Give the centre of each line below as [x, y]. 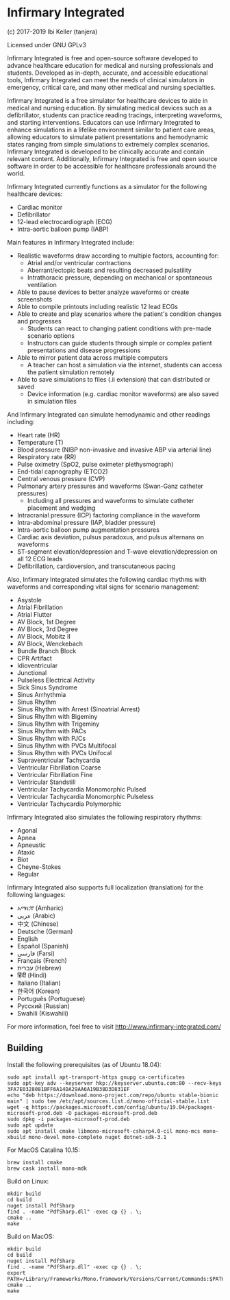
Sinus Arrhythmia [41, 694]
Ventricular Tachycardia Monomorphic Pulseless [85, 796]
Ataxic [26, 852]
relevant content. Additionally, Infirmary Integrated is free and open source [112, 158]
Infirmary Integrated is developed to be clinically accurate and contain [106, 151]
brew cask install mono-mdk [47, 1168]
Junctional [32, 672]
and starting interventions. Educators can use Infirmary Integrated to [104, 122]
